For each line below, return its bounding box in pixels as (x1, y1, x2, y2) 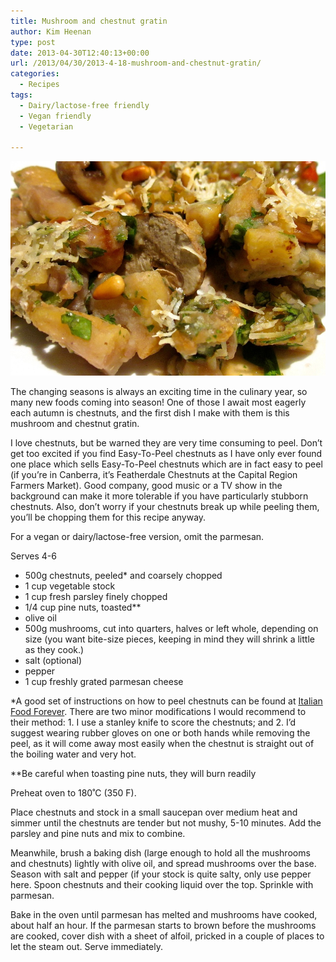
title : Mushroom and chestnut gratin (10, 16, 168, 26)
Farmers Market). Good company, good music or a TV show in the (10, 480, 283, 492)
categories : (10, 69, 60, 79)
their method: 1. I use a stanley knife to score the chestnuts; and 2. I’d (10, 716, 297, 729)
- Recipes (19, 80, 60, 90)
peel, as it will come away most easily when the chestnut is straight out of (10, 738, 315, 750)
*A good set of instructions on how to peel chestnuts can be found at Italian (10, 695, 323, 707)
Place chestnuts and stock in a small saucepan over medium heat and (10, 806, 298, 819)
